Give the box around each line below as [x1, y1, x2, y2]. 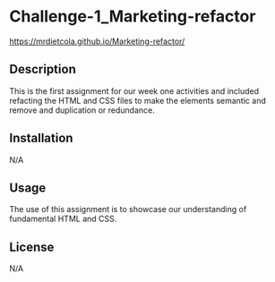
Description [9, 62, 76, 77]
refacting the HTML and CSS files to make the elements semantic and [9, 95, 266, 106]
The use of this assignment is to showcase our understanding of [9, 204, 247, 215]
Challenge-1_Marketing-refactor [9, 6, 256, 27]
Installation [9, 131, 73, 146]
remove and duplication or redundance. [9, 105, 155, 115]
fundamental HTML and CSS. [9, 213, 117, 225]
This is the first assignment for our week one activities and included [9, 85, 260, 96]
